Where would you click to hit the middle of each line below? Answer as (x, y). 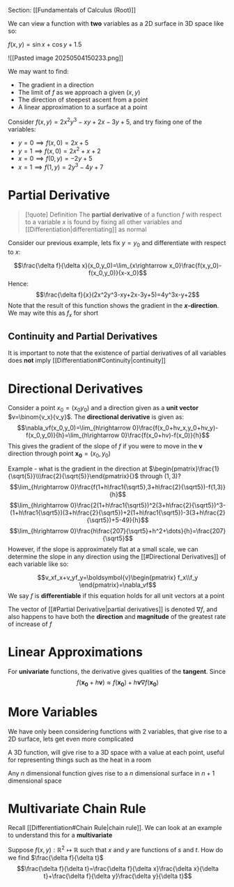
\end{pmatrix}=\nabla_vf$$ (118, 585)
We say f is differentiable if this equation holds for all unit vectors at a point (116, 595)
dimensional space (35, 780)
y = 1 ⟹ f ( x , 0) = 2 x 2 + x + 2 (60, 150)
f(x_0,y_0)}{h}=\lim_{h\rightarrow (73, 435)
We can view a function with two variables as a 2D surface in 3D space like (116, 23)
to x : (14, 252)
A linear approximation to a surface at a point (83, 107)
